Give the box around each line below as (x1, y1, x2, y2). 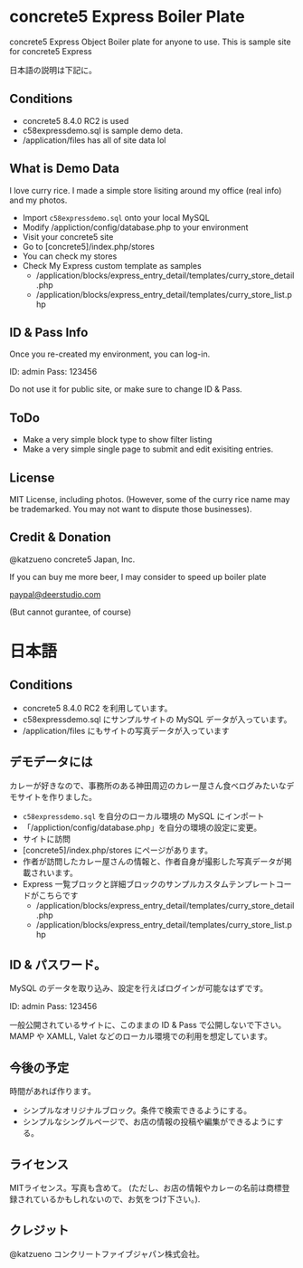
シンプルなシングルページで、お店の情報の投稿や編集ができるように (22, 1116, 276, 1128)
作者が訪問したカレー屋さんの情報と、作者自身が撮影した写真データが (22, 855, 285, 866)
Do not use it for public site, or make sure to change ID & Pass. (9, 384, 242, 395)
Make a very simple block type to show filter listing (22, 434, 213, 445)
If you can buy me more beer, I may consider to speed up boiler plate (9, 571, 267, 582)
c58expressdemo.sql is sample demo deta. (22, 125, 184, 136)
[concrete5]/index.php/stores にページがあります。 (22, 844, 213, 855)
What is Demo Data (9, 161, 120, 176)
